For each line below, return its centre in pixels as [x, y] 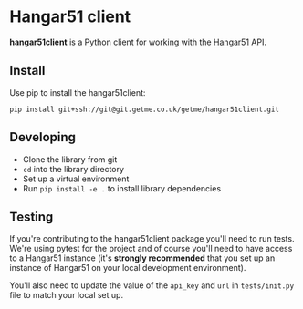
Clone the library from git [70, 159]
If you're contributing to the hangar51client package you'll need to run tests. [152, 239]
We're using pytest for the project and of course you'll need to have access [151, 249]
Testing [31, 216]
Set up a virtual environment [76, 179]
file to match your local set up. [67, 295]
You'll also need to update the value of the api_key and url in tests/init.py [152, 285]
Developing [42, 137]
